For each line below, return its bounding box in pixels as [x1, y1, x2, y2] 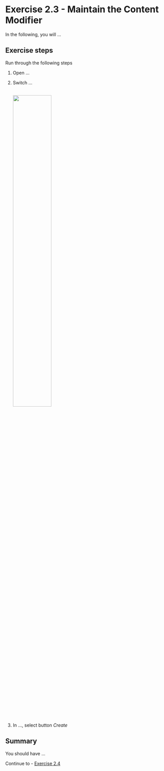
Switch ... [12, 79, 33, 85]
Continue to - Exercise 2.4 [5, 760, 61, 766]
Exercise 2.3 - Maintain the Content [5, 4, 159, 15]
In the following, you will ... [5, 31, 61, 37]
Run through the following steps [5, 60, 73, 66]
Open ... [12, 69, 30, 76]
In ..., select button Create [12, 722, 68, 728]
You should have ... [5, 750, 46, 757]
